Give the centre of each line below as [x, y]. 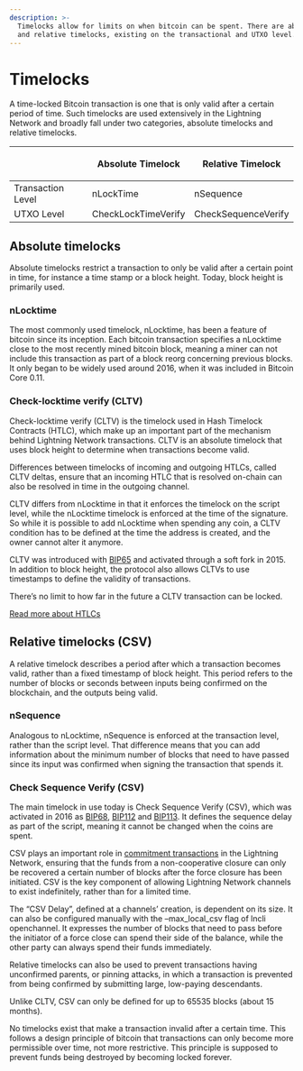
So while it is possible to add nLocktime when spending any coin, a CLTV [145, 523]
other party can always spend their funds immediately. [110, 947]
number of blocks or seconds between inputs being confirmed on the [138, 682]
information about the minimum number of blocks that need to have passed [150, 755]
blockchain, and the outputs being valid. [83, 692]
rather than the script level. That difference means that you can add [135, 745]
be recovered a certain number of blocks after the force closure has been [146, 873]
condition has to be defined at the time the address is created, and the [140, 532]
